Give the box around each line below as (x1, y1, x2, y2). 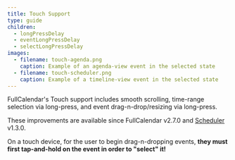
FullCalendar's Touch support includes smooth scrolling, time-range (7, 95, 205, 104)
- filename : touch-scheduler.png (13, 69, 112, 76)
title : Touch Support (7, 10, 71, 18)
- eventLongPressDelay (13, 37, 80, 44)
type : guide (7, 17, 42, 24)
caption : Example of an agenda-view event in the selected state (20, 63, 216, 70)
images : (7, 50, 30, 57)
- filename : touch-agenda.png (13, 56, 102, 63)
